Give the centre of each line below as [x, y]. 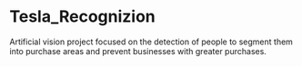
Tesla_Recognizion [83, 17]
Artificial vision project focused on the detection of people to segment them [151, 42]
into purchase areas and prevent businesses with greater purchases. [138, 51]
